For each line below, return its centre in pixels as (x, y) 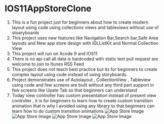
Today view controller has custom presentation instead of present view (84, 95)
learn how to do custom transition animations (58, 111)
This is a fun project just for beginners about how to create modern (80, 22)
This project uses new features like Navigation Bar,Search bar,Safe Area (85, 38)
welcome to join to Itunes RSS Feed (48, 64)
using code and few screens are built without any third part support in (83, 85)
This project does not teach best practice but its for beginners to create (84, 69)
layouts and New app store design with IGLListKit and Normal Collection (85, 43)
